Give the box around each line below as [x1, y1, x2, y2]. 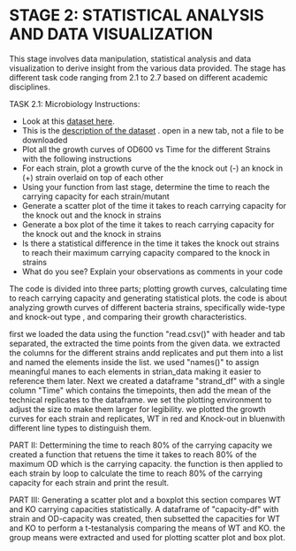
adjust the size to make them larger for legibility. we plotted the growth [9, 403, 267, 414]
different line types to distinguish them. [9, 422, 152, 433]
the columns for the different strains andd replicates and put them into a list [9, 347, 284, 358]
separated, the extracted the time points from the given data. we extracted [9, 338, 281, 348]
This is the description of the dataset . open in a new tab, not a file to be [21, 125, 285, 135]
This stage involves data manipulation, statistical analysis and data [9, 53, 252, 64]
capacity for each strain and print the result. [9, 477, 170, 487]
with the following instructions [21, 153, 133, 164]
